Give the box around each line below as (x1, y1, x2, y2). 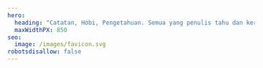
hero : (7, 11, 25, 20)
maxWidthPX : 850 (14, 26, 68, 34)
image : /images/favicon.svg (14, 41, 107, 48)
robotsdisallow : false (7, 48, 82, 55)
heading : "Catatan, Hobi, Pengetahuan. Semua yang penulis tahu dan (14, 19, 243, 27)
